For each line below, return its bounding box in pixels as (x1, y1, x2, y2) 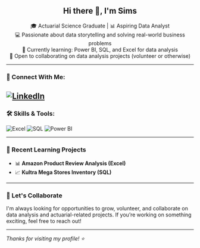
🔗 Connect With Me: (6, 73, 65, 81)
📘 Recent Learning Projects (6, 145, 86, 154)
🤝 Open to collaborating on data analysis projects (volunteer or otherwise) (9, 52, 191, 60)
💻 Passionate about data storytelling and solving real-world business (14, 31, 186, 38)
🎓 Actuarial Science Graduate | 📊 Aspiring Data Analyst (30, 22, 170, 29)
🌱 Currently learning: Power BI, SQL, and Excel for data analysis (21, 46, 179, 53)
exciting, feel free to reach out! (6, 218, 82, 225)
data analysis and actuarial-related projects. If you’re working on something (6, 211, 192, 218)
